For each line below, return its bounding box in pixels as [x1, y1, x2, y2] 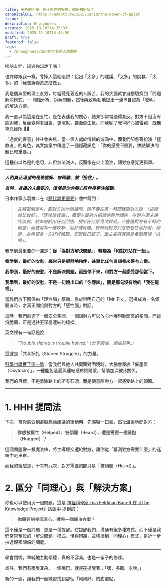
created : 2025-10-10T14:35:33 [5, 26, 68, 31]
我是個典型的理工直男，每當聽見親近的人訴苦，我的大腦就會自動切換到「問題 [5, 90, 161, 96]
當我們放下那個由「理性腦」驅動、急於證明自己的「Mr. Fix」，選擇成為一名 [5, 296, 156, 302]
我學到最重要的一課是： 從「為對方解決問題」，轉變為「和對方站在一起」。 [5, 248, 152, 254]
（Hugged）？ [17, 436, 47, 442]
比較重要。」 [9, 148, 34, 154]
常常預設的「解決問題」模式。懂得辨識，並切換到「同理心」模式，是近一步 [9, 533, 161, 539]
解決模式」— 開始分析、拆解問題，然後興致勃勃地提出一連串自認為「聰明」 [5, 96, 158, 102]
